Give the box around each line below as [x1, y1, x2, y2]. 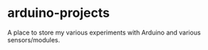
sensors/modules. [7, 35, 61, 44]
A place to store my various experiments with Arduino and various [7, 28, 201, 37]
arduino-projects [7, 5, 110, 21]
